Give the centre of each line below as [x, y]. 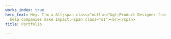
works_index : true [25, 10]
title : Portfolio [24, 24]
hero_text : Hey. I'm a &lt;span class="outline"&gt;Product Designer [81, 15]
